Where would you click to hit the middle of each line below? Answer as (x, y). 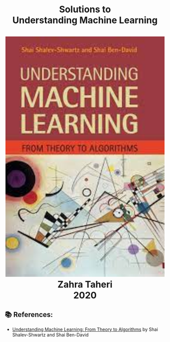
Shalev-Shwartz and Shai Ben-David (50, 335)
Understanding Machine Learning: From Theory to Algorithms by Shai (85, 329)
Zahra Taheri (85, 284)
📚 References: (29, 315)
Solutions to (85, 9)
